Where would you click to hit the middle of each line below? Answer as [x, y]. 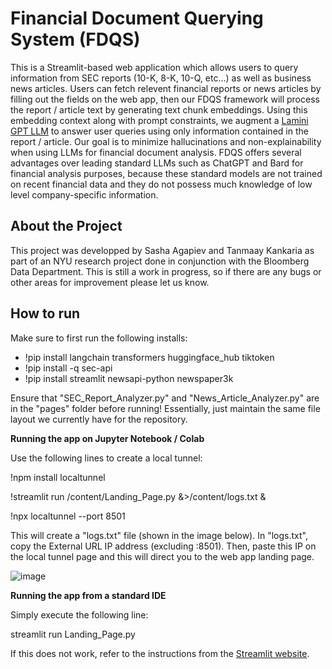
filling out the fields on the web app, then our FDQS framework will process [165, 99]
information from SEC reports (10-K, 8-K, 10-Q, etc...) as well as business [161, 78]
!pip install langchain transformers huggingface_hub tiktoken [149, 357]
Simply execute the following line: [79, 614]
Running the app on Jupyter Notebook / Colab [107, 438]
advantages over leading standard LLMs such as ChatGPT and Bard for [157, 163]
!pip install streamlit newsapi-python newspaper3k [129, 378]
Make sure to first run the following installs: [99, 338]
